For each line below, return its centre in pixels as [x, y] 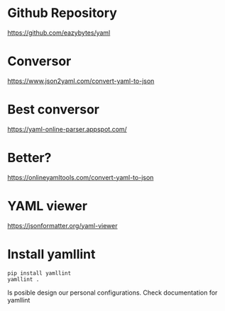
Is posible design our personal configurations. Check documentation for [112, 293]
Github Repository [62, 13]
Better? [29, 158]
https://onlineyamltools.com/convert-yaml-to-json [81, 177]
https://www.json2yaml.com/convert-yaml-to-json [81, 81]
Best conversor [53, 109]
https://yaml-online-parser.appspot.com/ [67, 129]
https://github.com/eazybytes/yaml [59, 33]
